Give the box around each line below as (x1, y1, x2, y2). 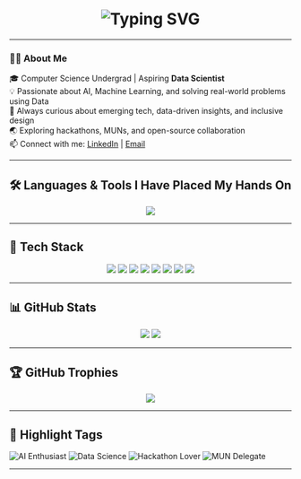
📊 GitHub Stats (9, 300, 97, 316)
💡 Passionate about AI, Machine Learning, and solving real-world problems (9, 86, 287, 97)
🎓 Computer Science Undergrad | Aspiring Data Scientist (9, 73, 226, 84)
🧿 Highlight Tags (9, 427, 103, 442)
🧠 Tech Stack (9, 239, 84, 255)
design (9, 115, 35, 126)
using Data (9, 96, 49, 107)
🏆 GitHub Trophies (9, 365, 119, 380)
